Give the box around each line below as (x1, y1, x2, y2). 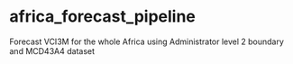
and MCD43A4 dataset (9, 45, 96, 56)
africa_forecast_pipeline (9, 6, 197, 27)
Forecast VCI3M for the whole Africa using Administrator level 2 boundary (9, 36, 284, 47)
